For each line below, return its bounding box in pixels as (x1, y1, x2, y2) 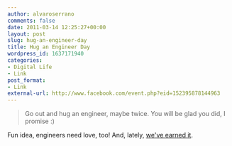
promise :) (24, 117, 55, 125)
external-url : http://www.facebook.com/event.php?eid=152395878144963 (7, 90, 221, 97)
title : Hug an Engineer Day (7, 43, 91, 51)
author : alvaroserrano (7, 10, 74, 18)
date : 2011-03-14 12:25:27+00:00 (7, 24, 106, 31)
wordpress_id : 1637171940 (7, 51, 84, 58)
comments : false (7, 17, 55, 24)
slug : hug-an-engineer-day (7, 37, 87, 44)
